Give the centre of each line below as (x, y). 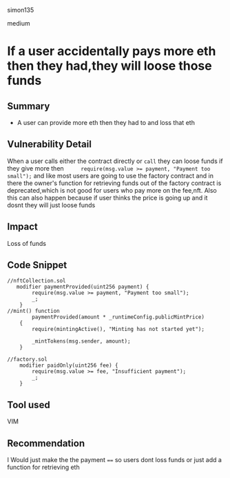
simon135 (21, 10)
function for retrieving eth (44, 467)
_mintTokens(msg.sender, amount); (81, 341)
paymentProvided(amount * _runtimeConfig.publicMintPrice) (118, 317)
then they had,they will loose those (109, 66)
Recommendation (46, 443)
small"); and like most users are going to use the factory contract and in (110, 175)
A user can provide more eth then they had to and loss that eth (106, 123)
